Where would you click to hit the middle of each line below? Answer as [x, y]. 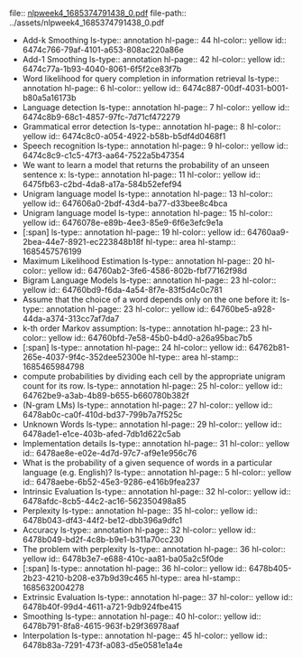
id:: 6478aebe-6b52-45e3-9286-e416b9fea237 [111, 482]
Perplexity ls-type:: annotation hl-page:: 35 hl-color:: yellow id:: [140, 511]
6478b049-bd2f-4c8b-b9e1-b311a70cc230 [103, 540]
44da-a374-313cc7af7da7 [71, 319]
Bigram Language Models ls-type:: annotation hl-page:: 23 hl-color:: [149, 280]
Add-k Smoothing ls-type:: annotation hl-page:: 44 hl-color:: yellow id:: [154, 40]
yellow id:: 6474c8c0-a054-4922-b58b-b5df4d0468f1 [124, 136]
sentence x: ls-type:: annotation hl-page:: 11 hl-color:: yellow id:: [142, 174]
